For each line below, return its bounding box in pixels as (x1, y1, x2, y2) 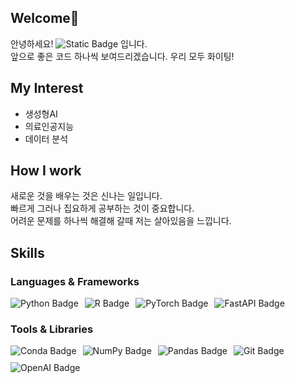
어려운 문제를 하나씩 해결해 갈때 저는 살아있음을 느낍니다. (10, 215, 232, 227)
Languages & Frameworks (10, 274, 140, 288)
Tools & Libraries (10, 322, 94, 336)
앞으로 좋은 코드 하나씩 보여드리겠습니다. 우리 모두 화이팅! (10, 50, 235, 62)
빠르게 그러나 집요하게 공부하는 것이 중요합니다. (10, 202, 195, 215)
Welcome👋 (10, 10, 80, 27)
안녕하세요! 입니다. (10, 37, 148, 50)
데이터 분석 (24, 132, 69, 145)
